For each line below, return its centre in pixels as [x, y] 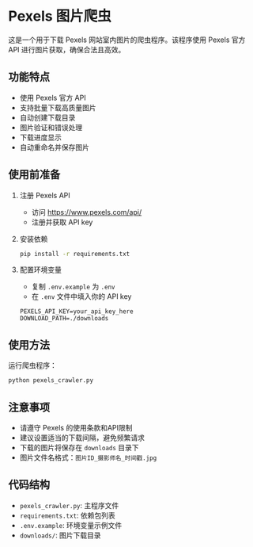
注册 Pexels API [45, 195]
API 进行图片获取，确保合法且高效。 [67, 49]
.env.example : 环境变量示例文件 [71, 525]
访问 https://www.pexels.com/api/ [87, 212]
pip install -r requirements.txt [75, 254]
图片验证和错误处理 [51, 127]
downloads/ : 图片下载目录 [60, 535]
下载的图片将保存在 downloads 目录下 [79, 447]
